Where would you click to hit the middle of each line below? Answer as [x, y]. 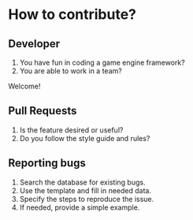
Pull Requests [43, 111]
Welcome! [24, 86]
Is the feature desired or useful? [71, 130]
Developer [34, 44]
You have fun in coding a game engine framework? [102, 62]
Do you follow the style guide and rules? [85, 138]
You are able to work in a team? [71, 71]
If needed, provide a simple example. [80, 207]
